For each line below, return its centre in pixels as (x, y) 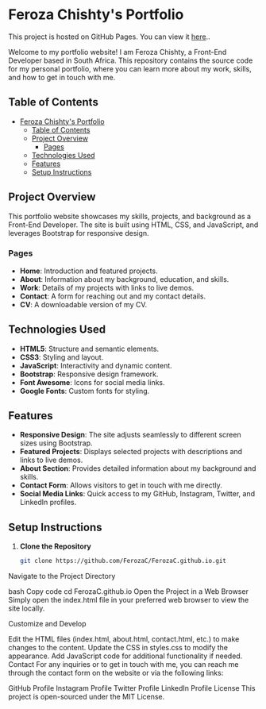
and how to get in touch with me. (62, 77)
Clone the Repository (55, 546)
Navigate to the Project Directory (62, 576)
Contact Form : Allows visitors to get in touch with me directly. (121, 485)
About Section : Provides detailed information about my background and (138, 468)
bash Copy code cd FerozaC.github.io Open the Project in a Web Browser (128, 591)
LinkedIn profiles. (48, 503)
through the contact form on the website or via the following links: (116, 673)
